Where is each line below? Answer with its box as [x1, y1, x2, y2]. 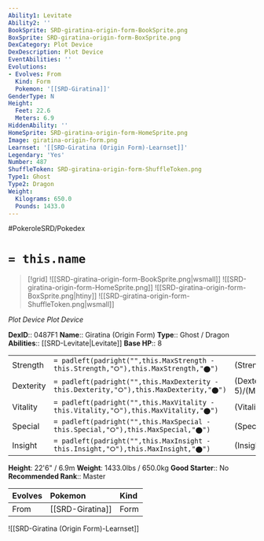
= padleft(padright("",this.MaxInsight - [53, 437, 211, 446]
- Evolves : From [8, 70, 61, 78]
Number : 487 [8, 159, 47, 166]
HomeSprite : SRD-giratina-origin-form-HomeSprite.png [8, 129, 189, 136]
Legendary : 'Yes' [8, 151, 65, 159]
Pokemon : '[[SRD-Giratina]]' [15, 84, 111, 93]
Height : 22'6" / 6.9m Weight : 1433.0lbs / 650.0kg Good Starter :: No [8, 463, 229, 473]
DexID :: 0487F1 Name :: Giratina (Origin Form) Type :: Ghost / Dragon [8, 330, 229, 340]
